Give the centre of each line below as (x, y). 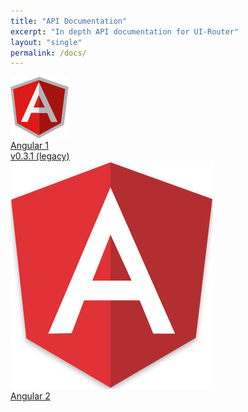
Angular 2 (30, 396)
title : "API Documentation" (69, 21)
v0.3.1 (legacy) (40, 156)
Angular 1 (29, 146)
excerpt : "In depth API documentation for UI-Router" (125, 31)
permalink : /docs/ (48, 53)
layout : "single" (46, 42)
